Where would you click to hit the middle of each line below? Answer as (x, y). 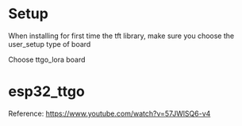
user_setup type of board (50, 44)
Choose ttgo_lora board (47, 59)
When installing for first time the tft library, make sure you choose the (121, 36)
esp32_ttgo (46, 92)
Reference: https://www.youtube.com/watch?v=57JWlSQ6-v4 (109, 113)
